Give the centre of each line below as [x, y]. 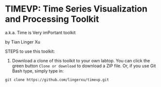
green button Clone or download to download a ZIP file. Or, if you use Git [84, 66]
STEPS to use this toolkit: [30, 51]
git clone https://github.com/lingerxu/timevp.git [57, 80]
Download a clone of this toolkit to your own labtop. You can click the [81, 60]
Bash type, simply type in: [38, 71]
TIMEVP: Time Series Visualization [76, 9]
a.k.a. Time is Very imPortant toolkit [40, 32]
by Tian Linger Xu [22, 42]
